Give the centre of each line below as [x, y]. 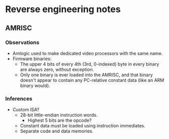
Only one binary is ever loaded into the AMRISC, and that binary [86, 75]
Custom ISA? [26, 110]
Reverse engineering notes [63, 9]
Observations [22, 42]
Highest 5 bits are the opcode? [60, 120]
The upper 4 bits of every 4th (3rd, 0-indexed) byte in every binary [90, 64]
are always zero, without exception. [57, 69]
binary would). [35, 85]
